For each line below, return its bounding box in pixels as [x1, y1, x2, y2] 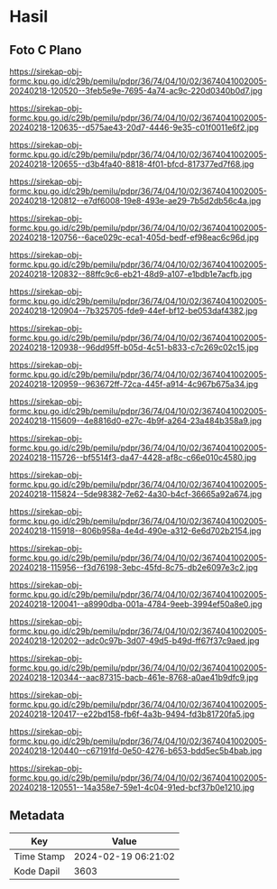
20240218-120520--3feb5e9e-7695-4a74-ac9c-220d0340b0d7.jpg [9, 86, 263, 96]
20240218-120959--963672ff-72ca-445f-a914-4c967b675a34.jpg [9, 379, 259, 389]
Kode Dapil [14, 865, 60, 877]
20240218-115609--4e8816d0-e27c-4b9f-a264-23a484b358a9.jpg [9, 415, 263, 426]
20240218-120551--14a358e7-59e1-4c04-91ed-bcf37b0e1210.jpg [9, 783, 255, 792]
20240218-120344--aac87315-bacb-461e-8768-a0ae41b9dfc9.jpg [9, 672, 259, 682]
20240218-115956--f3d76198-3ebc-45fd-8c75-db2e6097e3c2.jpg [9, 562, 259, 572]
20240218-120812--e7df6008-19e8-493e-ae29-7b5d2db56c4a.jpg [9, 196, 262, 206]
